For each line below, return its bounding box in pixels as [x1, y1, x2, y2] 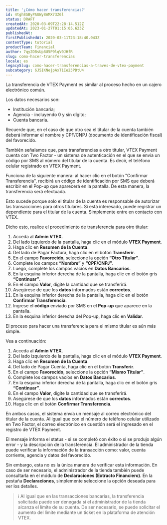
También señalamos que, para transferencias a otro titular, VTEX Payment [5, 147, 158, 153]
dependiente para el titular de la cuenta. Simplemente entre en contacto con [5, 209, 163, 215]
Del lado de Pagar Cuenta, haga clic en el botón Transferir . [12, 364, 135, 369]
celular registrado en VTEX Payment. [5, 163, 82, 169]
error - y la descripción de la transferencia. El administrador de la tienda [5, 441, 154, 447]
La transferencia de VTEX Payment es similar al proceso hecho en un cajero [5, 82, 162, 88]
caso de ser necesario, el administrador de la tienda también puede [5, 467, 145, 473]
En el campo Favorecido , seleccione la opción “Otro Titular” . [12, 255, 140, 261]
